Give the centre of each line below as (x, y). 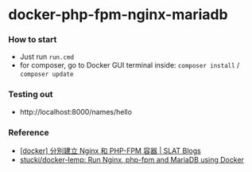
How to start (33, 40)
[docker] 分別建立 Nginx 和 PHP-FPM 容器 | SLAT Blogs (110, 151)
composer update (47, 74)
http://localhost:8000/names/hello (76, 111)
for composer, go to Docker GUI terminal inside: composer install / (130, 65)
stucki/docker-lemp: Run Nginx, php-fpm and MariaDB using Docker (132, 160)
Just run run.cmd (47, 57)
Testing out (31, 95)
